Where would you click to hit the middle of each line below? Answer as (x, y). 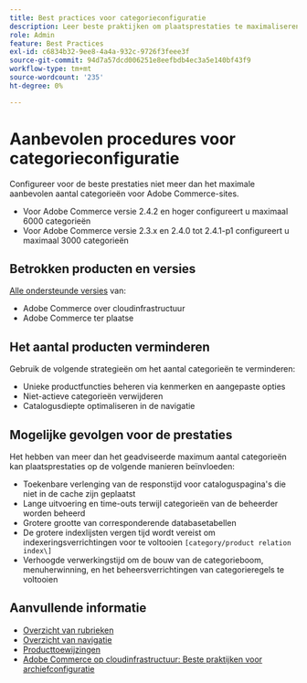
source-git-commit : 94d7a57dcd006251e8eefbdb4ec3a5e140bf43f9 (130, 60)
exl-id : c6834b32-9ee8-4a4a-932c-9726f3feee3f (100, 52)
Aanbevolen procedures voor (122, 139)
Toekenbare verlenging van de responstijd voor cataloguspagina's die (154, 484)
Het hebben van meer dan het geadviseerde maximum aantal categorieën (148, 457)
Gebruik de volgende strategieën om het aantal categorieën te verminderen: (152, 369)
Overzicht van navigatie (67, 639)
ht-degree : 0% (37, 86)
